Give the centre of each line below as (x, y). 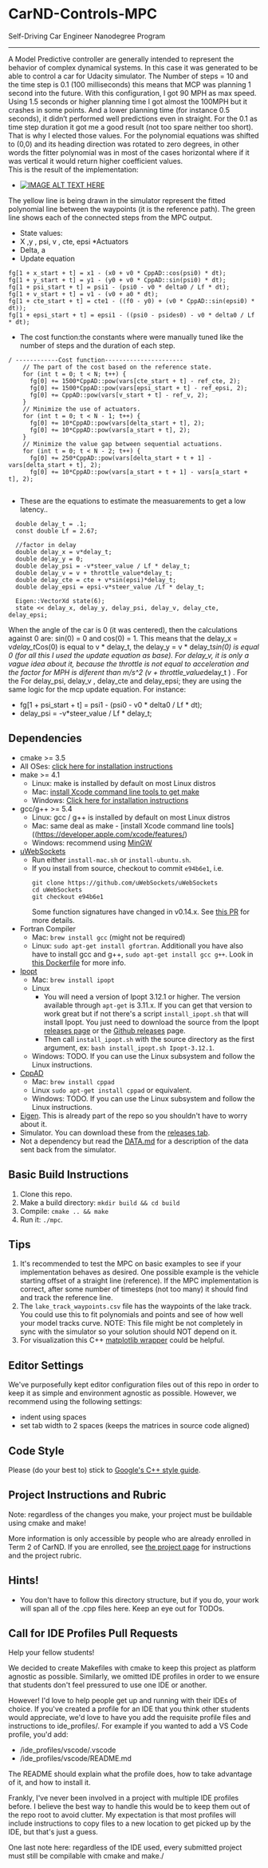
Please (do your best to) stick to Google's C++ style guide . (104, 1470)
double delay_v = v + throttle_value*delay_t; (94, 573)
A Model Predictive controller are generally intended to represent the (121, 59)
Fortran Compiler (47, 928)
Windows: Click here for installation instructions (110, 800)
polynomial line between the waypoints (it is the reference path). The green (132, 209)
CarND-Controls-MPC (83, 14)
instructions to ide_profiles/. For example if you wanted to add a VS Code (128, 1726)
